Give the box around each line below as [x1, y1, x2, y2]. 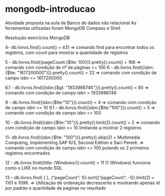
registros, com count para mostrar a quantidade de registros [5, 49, 128, 55]
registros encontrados [5, 150, 50, 156]
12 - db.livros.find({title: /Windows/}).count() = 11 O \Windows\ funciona [5, 159, 151, 165]
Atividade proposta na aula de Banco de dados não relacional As [5, 20, 137, 26]
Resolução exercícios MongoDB [5, 35, 70, 41]
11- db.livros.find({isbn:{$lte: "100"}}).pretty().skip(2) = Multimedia [5, 134, 140, 140]
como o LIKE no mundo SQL [5, 165, 63, 171]
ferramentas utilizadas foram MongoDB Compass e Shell [5, 25, 121, 31]
